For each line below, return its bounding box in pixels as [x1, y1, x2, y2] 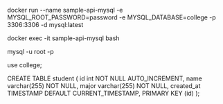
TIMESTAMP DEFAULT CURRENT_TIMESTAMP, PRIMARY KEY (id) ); [7, 89, 200, 97]
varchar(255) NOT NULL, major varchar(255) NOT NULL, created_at [7, 82, 201, 89]
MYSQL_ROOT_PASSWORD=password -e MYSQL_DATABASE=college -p [7, 13, 216, 21]
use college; [7, 61, 43, 69]
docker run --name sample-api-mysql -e [7, 6, 123, 14]
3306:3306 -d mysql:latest [7, 21, 84, 28]
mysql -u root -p [7, 48, 54, 55]
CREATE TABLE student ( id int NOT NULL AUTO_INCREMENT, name [7, 74, 202, 83]
